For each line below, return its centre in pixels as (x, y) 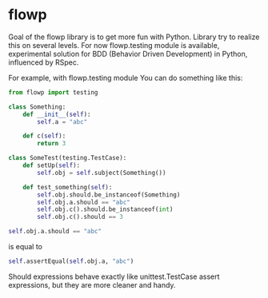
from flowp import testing (53, 92)
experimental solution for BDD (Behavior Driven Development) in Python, (128, 54)
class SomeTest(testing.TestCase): (68, 158)
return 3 (52, 144)
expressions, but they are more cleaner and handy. (92, 284)
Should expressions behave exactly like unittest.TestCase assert (114, 276)
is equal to (25, 247)
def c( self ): (44, 136)
